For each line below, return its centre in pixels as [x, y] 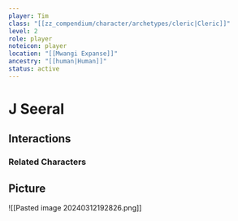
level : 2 [23, 31]
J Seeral [37, 108]
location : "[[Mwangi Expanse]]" [63, 54]
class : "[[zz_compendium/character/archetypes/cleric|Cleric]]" [119, 24]
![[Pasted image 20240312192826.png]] [75, 208]
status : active [34, 69]
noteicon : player [38, 46]
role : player [30, 39]
